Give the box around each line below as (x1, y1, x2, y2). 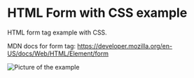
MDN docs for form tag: (7, 41, 76, 50)
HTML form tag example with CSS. (7, 28, 107, 37)
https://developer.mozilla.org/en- (76, 41, 173, 50)
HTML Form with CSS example (7, 5, 188, 21)
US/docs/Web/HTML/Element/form (7, 49, 109, 58)
